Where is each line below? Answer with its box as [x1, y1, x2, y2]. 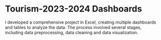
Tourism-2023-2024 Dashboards [5, 3, 142, 14]
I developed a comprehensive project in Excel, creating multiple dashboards [5, 19, 156, 25]
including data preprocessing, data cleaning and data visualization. [5, 29, 139, 35]
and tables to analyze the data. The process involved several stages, [5, 24, 142, 30]
